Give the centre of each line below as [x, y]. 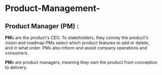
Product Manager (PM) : [42, 26]
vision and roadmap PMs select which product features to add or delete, [77, 43]
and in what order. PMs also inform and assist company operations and [76, 48]
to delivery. [16, 67]
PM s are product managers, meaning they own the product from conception [81, 62]
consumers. [17, 53]
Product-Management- [53, 8]
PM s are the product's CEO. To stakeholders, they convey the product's [77, 37]
